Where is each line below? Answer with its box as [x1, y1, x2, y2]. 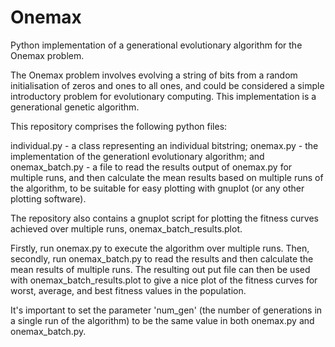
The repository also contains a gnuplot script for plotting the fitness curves [10, 212, 319, 224]
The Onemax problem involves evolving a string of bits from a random [10, 69, 298, 81]
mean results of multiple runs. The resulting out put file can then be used [10, 263, 311, 275]
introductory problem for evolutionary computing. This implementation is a [10, 90, 317, 102]
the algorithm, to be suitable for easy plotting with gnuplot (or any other [10, 182, 305, 194]
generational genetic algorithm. [10, 101, 140, 113]
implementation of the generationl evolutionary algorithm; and [10, 150, 265, 162]
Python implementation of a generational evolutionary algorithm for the [10, 39, 303, 51]
